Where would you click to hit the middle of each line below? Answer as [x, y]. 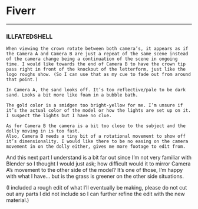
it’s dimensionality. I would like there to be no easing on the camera [97, 142]
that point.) [22, 80]
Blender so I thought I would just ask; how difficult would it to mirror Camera [98, 164]
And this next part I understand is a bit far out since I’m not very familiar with [99, 158]
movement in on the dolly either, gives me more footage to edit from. [96, 147]
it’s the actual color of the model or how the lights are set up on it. [99, 111]
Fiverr [21, 11]
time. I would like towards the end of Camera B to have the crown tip [96, 64]
